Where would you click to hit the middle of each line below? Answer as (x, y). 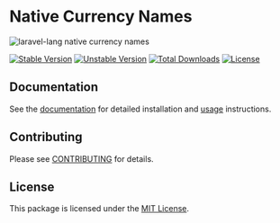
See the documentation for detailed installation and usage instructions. (140, 109)
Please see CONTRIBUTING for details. (82, 158)
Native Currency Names (101, 17)
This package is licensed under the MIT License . (99, 209)
